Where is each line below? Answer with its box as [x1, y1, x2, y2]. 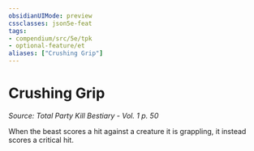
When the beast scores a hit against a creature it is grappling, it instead [8, 126, 247, 136]
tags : [8, 27, 27, 35]
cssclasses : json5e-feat [8, 19, 93, 27]
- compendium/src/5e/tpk [8, 34, 93, 43]
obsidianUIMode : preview [8, 11, 93, 20]
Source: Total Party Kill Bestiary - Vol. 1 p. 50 [8, 111, 159, 120]
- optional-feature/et [8, 42, 85, 50]
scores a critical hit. [8, 135, 75, 145]
